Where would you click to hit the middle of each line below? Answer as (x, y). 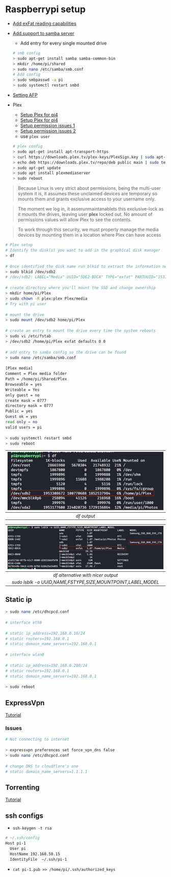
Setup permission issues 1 (48, 126)
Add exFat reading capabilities (45, 23)
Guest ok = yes (21, 417)
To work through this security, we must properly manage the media (88, 229)
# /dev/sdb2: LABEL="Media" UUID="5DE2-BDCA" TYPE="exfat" (69, 277)
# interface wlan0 (25, 655)
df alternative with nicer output (85, 575)
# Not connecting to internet (37, 739)
